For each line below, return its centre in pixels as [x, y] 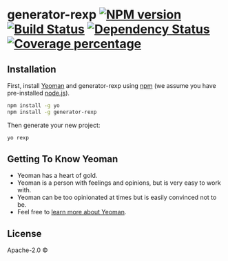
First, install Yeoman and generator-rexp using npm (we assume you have [112, 86]
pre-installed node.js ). [39, 93]
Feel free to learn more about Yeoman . [72, 212]
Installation [32, 69]
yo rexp [18, 137]
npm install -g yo [33, 106]
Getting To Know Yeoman [63, 159]
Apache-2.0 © [28, 250]
